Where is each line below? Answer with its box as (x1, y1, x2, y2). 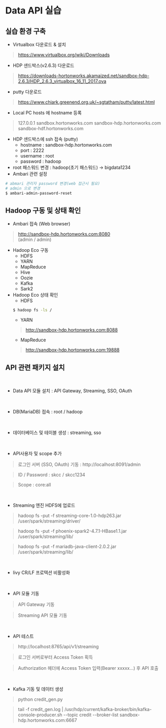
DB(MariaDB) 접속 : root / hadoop (12, 409, 83, 415)
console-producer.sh (17, 712, 63, 718)
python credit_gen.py (17, 696, 63, 703)
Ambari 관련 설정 (12, 171, 48, 177)
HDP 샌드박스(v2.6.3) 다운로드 (12, 62, 74, 68)
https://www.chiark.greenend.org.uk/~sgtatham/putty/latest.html (17, 99, 155, 105)
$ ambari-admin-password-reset (5, 190, 72, 196)
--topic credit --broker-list (63, 712, 119, 718)
